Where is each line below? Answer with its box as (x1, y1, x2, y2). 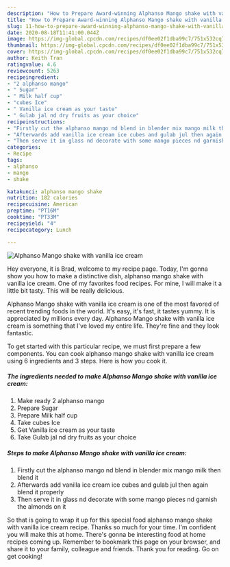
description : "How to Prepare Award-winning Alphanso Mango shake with (7, 10, 216, 17)
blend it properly (16, 488, 64, 496)
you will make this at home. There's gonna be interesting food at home (7, 531, 206, 539)
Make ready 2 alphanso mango (16, 397, 105, 405)
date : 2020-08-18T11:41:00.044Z (7, 29, 99, 36)
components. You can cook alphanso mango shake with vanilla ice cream (7, 349, 214, 357)
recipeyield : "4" (7, 220, 57, 227)
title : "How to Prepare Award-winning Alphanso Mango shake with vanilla (7, 16, 222, 23)
